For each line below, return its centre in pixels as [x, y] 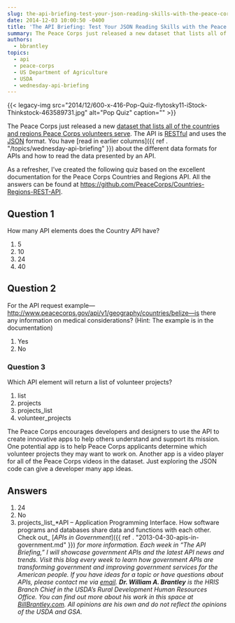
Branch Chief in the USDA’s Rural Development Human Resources [112, 589]
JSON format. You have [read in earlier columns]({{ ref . [87, 141]
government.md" [42, 545]
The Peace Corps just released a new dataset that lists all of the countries [114, 126]
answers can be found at [43, 184]
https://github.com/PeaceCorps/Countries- [142, 184]
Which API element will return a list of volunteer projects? [90, 382]
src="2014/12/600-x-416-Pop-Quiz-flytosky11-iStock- [130, 105]
